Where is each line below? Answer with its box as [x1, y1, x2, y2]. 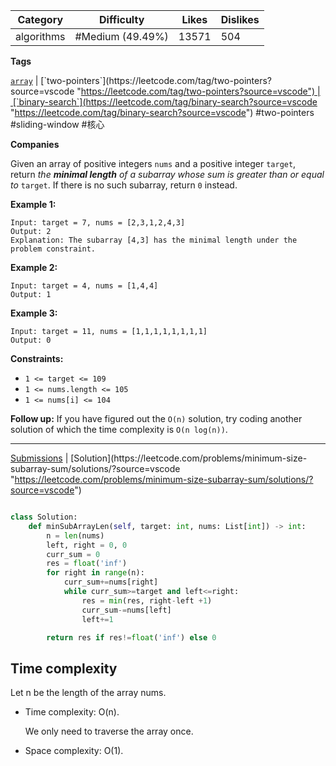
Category [17, 13, 64, 26]
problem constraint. [10, 244, 97, 254]
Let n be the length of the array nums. [10, 687, 167, 699]
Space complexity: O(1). [24, 745, 124, 757]
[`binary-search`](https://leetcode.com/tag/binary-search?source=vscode [12, 96, 318, 108]
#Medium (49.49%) [74, 30, 169, 43]
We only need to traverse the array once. [24, 725, 194, 738]
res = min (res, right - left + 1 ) [81, 595, 213, 606]
